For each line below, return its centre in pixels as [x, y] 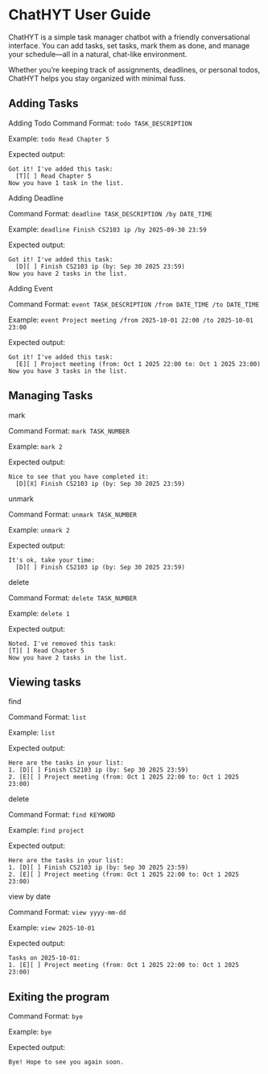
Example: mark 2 [35, 446]
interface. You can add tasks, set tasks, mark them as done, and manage [129, 45]
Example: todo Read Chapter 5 [59, 138]
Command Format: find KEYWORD [62, 815]
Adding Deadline [36, 198]
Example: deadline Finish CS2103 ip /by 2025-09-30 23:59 [107, 229]
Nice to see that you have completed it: [79, 476]
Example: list [32, 733]
